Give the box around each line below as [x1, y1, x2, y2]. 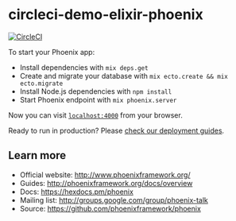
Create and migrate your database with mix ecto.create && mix [19, 71, 228, 80]
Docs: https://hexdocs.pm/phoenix [19, 187, 133, 196]
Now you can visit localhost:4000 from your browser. [8, 110, 183, 120]
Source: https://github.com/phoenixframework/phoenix [19, 204, 201, 213]
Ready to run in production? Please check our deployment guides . [8, 126, 225, 135]
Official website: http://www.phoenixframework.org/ [19, 169, 191, 180]
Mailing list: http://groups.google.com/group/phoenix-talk [19, 195, 209, 204]
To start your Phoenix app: [8, 47, 95, 56]
